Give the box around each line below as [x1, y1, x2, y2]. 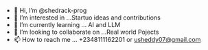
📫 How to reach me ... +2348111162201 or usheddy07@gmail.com [13, 36, 201, 43]
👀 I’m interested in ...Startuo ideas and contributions [13, 14, 161, 22]
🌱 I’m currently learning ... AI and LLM [13, 21, 121, 28]
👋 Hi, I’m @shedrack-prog [13, 7, 87, 14]
